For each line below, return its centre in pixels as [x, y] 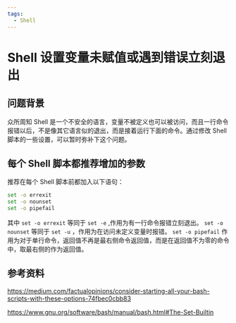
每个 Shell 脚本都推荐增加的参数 [76, 163]
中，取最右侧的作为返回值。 [48, 249]
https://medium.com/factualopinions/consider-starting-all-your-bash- [108, 291]
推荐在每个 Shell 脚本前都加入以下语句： [66, 182]
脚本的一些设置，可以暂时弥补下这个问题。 [69, 139]
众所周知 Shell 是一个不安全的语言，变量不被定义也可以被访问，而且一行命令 [118, 121]
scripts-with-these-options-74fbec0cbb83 [69, 298]
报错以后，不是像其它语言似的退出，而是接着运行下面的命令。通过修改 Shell [117, 130]
